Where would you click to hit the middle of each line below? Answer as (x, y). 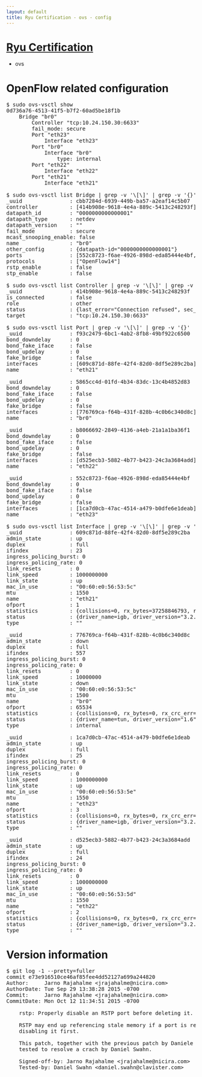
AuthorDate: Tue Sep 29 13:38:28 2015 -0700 (73, 989)
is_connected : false (49, 298)
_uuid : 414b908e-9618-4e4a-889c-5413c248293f (98, 292)
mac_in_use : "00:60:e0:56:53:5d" (71, 894)
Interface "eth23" (71, 141)
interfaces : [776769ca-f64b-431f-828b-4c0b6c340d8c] (101, 412)
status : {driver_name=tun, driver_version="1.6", (103, 720)
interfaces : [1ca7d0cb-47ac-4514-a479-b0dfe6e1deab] (101, 509)
